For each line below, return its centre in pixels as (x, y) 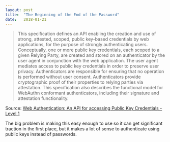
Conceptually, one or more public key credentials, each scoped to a (89, 50)
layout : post (19, 10)
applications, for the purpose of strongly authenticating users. (83, 45)
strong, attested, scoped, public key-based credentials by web (83, 39)
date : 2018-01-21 (26, 19)
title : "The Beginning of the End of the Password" (62, 15)
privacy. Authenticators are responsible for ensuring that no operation (91, 72)
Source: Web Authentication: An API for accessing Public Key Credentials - (84, 108)
